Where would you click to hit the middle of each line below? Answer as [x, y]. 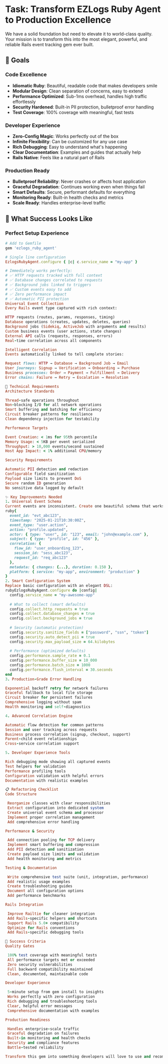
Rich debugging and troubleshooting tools [52, 1001]
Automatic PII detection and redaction [47, 469]
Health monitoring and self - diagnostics [48, 707]
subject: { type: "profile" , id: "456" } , [54, 539]
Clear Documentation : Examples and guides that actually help [77, 152]
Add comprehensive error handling [43, 822]
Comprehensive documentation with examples [53, 1011]
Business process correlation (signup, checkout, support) [68, 734]
